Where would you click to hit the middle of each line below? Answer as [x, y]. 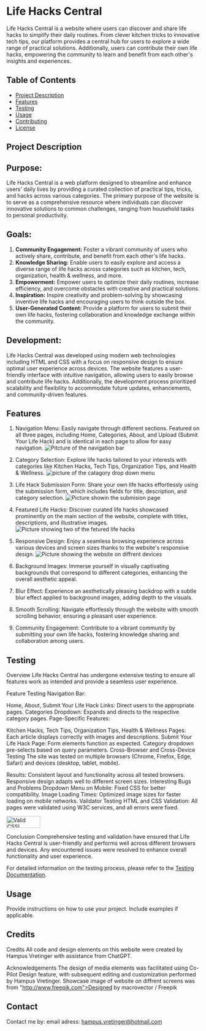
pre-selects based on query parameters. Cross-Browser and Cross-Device [101, 750]
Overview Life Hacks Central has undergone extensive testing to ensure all [101, 675]
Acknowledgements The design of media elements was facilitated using [97, 968]
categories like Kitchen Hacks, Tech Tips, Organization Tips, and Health [106, 466]
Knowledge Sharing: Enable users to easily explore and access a [98, 262]
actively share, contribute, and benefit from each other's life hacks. [100, 255]
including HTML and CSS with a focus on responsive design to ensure [95, 362]
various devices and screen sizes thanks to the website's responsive [102, 548]
